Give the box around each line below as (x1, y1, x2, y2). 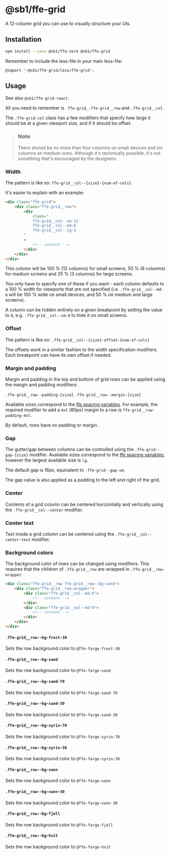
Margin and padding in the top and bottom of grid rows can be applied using (5, 376, 165, 382)
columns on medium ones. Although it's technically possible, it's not (17, 150, 161, 156)
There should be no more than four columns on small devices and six (17, 144, 163, 151)
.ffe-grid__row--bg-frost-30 (5, 635, 67, 640)
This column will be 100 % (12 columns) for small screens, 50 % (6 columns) (5, 265, 165, 272)
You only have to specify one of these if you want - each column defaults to (5, 281, 164, 287)
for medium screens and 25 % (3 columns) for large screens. (5, 271, 133, 277)
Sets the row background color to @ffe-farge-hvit (5, 843, 111, 849)
